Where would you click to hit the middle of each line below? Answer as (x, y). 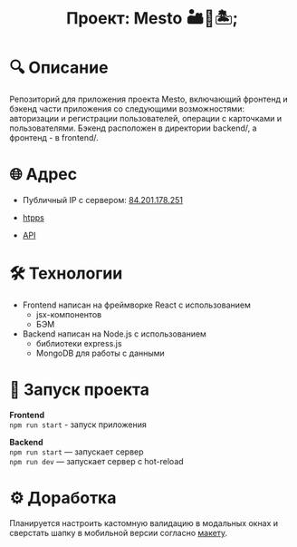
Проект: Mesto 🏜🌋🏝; (152, 19)
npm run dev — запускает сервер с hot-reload (96, 461)
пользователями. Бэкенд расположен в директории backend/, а (133, 128)
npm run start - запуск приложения (78, 425)
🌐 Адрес (43, 175)
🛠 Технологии (66, 273)
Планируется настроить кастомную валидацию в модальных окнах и (144, 523)
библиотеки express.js (79, 343)
